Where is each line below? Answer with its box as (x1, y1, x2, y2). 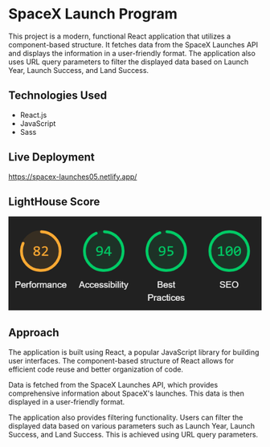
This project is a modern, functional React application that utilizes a (8, 31, 231, 41)
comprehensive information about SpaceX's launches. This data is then (8, 388, 245, 398)
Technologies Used (8, 89, 107, 103)
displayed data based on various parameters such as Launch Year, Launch (8, 421, 256, 430)
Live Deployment (8, 150, 95, 165)
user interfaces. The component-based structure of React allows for (8, 356, 235, 365)
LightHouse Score (8, 194, 100, 209)
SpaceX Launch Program (8, 5, 178, 23)
